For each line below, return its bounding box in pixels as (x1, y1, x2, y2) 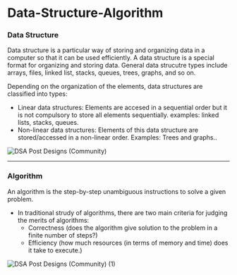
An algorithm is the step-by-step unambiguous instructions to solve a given (7, 187, 226, 195)
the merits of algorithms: (17, 216, 90, 224)
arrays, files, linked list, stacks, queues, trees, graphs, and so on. (7, 68, 196, 77)
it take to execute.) (28, 245, 83, 255)
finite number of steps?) (28, 231, 98, 239)
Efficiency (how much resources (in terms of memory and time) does (28, 238, 229, 247)
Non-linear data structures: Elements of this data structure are (17, 126, 199, 135)
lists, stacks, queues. (17, 118, 79, 127)
